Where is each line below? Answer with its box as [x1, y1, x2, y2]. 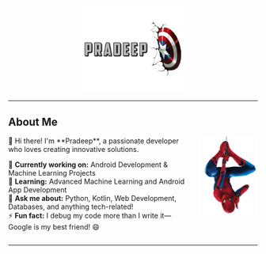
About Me [8, 115, 58, 128]
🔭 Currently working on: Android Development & [8, 160, 169, 169]
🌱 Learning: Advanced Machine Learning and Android [8, 176, 185, 186]
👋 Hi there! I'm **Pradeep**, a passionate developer [8, 136, 180, 146]
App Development [8, 185, 67, 195]
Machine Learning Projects [8, 169, 97, 177]
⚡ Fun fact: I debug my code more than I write [8, 211, 158, 220]
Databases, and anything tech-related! [8, 202, 134, 211]
